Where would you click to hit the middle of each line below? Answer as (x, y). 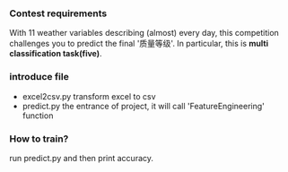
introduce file (39, 77)
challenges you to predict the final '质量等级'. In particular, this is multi (139, 44)
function (38, 116)
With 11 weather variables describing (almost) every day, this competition (144, 33)
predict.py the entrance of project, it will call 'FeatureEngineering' (143, 106)
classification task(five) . (56, 54)
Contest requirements (58, 13)
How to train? (39, 139)
